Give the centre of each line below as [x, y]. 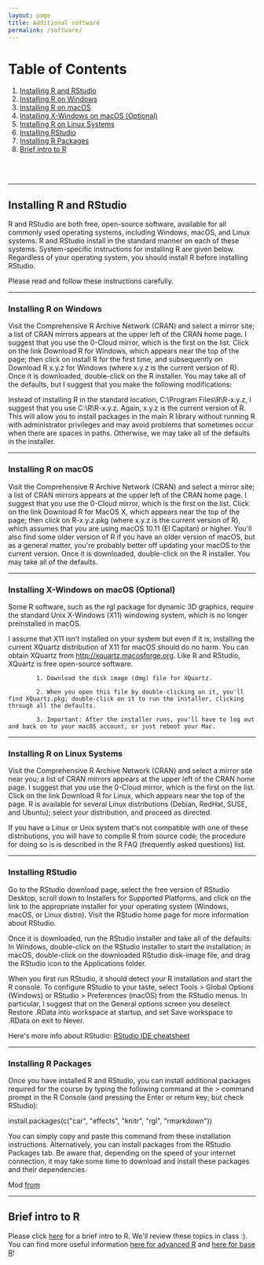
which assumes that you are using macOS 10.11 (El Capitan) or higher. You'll [130, 528]
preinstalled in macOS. [45, 623]
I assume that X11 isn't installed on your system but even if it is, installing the [132, 639]
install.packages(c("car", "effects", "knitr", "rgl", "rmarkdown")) [110, 1121]
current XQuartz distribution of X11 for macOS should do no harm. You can [128, 647]
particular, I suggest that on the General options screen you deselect [119, 1004]
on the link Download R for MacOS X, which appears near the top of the [124, 512]
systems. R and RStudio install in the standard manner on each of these [124, 241]
